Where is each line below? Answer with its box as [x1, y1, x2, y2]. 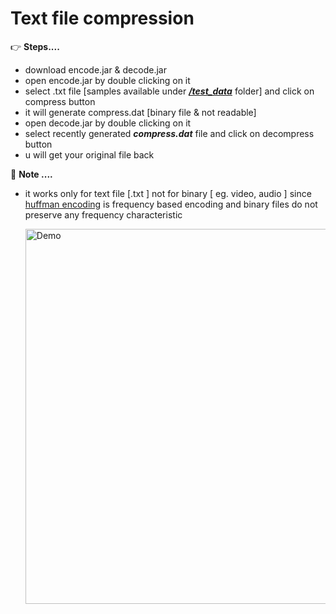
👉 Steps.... [10, 40, 60, 52]
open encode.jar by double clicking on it [24, 74, 191, 86]
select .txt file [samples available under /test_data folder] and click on [24, 85, 315, 97]
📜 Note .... [10, 168, 53, 180]
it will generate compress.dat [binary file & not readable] [24, 106, 257, 118]
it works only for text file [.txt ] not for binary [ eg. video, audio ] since [24, 187, 312, 199]
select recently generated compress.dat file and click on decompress [24, 127, 315, 139]
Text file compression [10, 7, 195, 30]
